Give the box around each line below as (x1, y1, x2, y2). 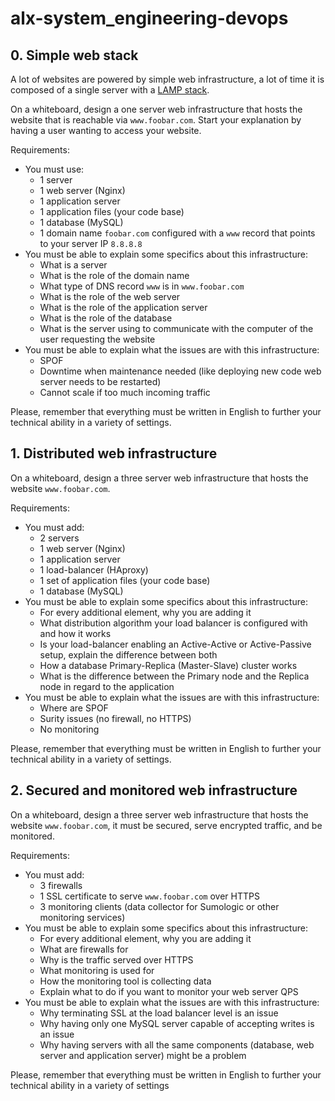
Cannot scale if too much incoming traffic (39, 387, 211, 398)
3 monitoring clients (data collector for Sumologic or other (39, 900, 280, 912)
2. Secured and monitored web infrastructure (10, 782, 298, 799)
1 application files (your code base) (39, 206, 185, 217)
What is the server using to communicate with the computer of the (39, 323, 314, 334)
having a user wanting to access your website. (10, 125, 202, 136)
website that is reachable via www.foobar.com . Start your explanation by (10, 114, 302, 126)
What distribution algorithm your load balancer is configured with (39, 617, 308, 629)
